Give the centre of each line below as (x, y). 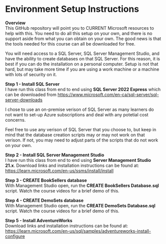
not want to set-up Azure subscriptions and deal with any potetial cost (77, 114)
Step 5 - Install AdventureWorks (39, 220)
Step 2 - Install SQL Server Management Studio (55, 155)
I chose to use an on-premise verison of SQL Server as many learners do (80, 109)
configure (15, 236)
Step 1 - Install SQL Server (32, 84)
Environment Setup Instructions (72, 9)
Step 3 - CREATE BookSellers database (46, 180)
